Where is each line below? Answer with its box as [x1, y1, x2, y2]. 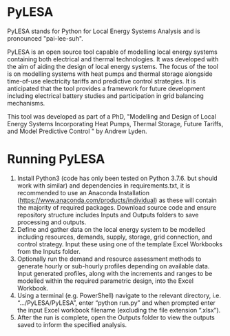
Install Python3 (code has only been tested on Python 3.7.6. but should [17, 174, 218, 182]
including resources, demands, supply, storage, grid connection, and [17, 233, 213, 241]
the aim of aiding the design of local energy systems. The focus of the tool [7, 62, 219, 70]
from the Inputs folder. [17, 247, 81, 255]
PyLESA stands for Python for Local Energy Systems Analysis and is [7, 27, 201, 35]
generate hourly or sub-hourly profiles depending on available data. [17, 261, 210, 270]
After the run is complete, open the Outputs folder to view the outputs [17, 313, 215, 322]
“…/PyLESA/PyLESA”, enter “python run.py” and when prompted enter [17, 298, 216, 307]
